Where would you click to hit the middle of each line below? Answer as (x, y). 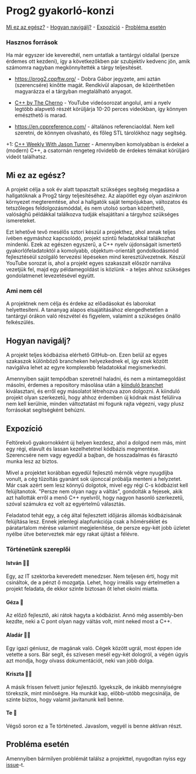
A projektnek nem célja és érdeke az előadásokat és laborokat (81, 304)
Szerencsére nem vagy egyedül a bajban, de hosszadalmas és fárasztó (92, 455)
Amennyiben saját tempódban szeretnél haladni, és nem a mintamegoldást (96, 379)
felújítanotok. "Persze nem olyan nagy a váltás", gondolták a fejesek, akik (94, 491)
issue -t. (15, 765)
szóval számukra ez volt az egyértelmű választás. (66, 504)
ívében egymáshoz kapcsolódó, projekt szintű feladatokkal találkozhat (91, 238)
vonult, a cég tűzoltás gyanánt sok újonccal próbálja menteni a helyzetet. (94, 479)
